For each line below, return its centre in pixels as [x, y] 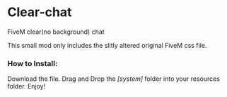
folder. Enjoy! [27, 86]
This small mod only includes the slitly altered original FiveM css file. [107, 45]
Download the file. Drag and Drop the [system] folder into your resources [114, 79]
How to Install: [33, 63]
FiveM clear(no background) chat [56, 32]
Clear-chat [40, 12]
